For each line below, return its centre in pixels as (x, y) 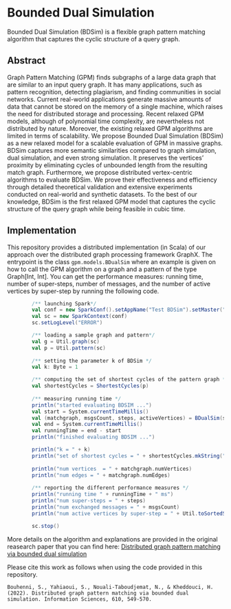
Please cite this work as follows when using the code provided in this (105, 567)
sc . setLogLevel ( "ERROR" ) (67, 323)
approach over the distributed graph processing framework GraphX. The (110, 254)
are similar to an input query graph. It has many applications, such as (105, 85)
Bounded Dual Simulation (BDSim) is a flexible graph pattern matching (106, 32)
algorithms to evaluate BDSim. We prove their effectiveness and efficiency (112, 180)
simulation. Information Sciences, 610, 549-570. (80, 599)
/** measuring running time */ (77, 398)
